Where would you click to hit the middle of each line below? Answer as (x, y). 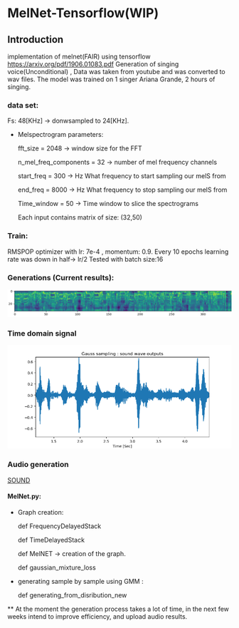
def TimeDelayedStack (51, 540)
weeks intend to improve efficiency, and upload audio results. (97, 616)
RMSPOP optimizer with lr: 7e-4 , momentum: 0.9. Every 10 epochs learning (118, 252)
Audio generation (38, 465)
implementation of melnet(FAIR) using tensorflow (79, 56)
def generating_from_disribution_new (72, 595)
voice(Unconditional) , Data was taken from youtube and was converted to (116, 72)
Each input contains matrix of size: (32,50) (80, 217)
